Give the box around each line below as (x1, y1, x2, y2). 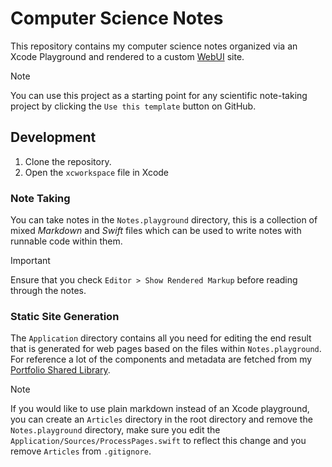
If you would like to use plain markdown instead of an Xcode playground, (10, 403, 310, 415)
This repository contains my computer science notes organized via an (10, 40, 298, 52)
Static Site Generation (10, 309, 120, 323)
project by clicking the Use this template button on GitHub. (10, 100, 257, 112)
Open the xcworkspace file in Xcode (24, 166, 170, 178)
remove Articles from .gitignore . (10, 445, 152, 457)
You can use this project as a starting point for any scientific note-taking (10, 89, 308, 101)
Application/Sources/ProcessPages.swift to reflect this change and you (10, 435, 307, 447)
